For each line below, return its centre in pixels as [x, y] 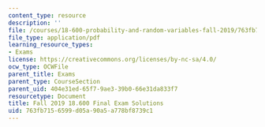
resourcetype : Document [47, 96]
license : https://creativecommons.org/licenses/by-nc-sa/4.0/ [112, 60]
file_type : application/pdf [54, 37]
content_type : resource [47, 15]
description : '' [35, 23]
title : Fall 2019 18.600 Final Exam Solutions [86, 103]
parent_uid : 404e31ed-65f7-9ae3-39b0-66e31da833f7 [93, 89]
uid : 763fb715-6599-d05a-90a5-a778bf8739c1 [81, 111]
